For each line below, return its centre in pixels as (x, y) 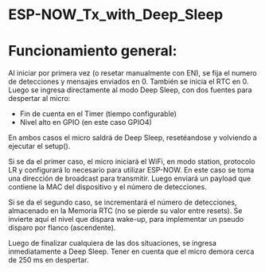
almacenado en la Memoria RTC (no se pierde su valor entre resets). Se (125, 211)
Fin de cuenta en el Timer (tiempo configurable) (98, 114)
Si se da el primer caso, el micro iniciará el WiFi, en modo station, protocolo (132, 161)
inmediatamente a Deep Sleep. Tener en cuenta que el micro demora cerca (131, 251)
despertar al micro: (39, 99)
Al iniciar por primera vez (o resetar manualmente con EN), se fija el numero (132, 73)
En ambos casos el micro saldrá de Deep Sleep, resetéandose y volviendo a (132, 138)
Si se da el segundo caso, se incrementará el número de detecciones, (123, 202)
